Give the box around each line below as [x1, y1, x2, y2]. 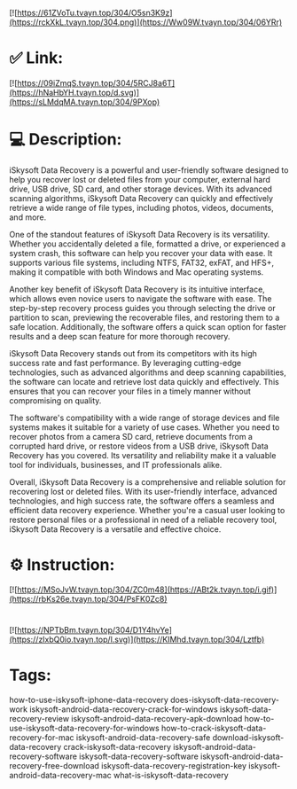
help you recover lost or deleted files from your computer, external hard [9, 174, 270, 184]
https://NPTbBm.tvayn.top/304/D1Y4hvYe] [17, 625, 173, 635]
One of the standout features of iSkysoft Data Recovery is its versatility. [9, 229, 270, 239]
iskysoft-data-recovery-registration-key [101, 760, 246, 770]
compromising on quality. [9, 394, 102, 406]
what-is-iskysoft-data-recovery [113, 769, 229, 780]
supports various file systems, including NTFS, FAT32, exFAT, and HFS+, [9, 257, 275, 268]
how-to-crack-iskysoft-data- [160, 723, 267, 733]
